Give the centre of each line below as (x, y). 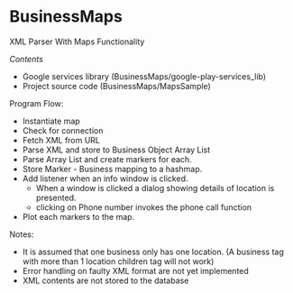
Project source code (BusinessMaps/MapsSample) (117, 86)
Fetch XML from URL (61, 140)
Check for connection (63, 130)
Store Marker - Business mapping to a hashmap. (112, 169)
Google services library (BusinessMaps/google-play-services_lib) (144, 76)
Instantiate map (51, 121)
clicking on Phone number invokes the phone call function (144, 207)
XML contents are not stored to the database (105, 280)
